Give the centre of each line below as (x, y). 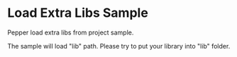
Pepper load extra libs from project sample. (71, 32)
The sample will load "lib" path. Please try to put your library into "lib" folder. (119, 46)
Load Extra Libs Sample (78, 13)
